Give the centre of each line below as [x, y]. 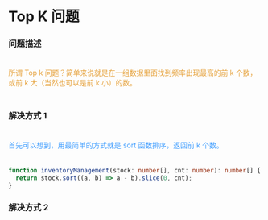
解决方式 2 [29, 208]
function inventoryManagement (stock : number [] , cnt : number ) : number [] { [135, 170]
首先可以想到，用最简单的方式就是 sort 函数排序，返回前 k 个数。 [116, 145]
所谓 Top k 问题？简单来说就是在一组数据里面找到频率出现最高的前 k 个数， [133, 73]
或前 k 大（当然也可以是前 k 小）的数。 [73, 83]
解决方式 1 [28, 116]
